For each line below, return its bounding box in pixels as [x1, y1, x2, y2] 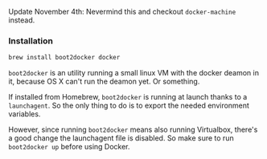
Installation [8, 35, 54, 47]
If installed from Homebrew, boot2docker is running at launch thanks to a [8, 92, 248, 102]
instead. [8, 15, 35, 25]
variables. [8, 109, 41, 119]
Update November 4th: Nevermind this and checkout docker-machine [8, 7, 236, 16]
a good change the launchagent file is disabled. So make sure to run [8, 133, 235, 143]
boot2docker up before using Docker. [8, 142, 130, 152]
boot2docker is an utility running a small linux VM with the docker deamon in [8, 68, 260, 78]
